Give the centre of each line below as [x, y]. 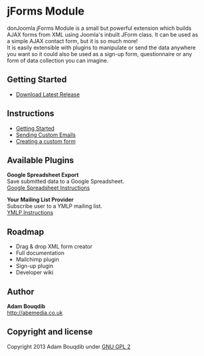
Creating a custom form [46, 141]
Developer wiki [35, 272]
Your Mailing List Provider [40, 200]
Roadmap [26, 232]
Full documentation [40, 253]
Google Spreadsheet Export [43, 175]
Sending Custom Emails [46, 135]
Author [20, 292]
